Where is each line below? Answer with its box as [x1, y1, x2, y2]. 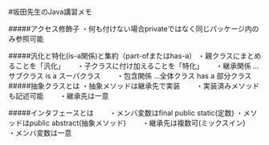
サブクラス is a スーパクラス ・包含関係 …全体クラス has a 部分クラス [8, 71, 252, 80]
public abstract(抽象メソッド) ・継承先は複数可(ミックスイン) [29, 119, 247, 127]
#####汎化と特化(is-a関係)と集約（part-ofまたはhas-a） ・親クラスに [8, 51, 241, 60]
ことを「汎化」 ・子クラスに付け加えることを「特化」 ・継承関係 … [14, 61, 259, 70]
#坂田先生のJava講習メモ [8, 7, 92, 16]
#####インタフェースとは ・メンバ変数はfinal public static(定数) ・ [8, 108, 243, 118]
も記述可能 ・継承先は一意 [8, 91, 109, 100]
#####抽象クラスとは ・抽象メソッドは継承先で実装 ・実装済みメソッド [8, 81, 259, 91]
